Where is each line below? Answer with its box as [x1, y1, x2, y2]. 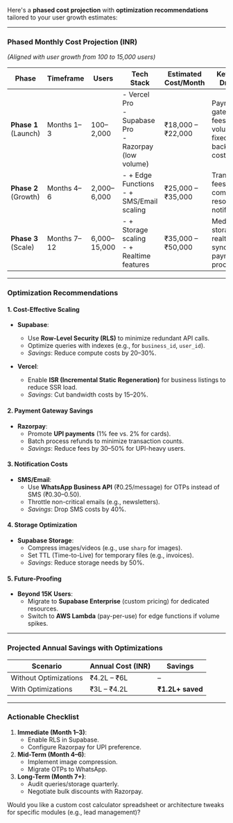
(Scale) [10, 242, 35, 252]
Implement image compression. [27, 757, 118, 766]
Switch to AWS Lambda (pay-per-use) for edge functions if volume [27, 612, 220, 620]
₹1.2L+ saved [157, 684, 203, 694]
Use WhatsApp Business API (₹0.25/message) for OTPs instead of [27, 483, 220, 491]
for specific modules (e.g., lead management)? [7, 808, 141, 816]
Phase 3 [10, 234, 38, 244]
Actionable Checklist [7, 712, 80, 722]
